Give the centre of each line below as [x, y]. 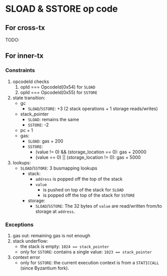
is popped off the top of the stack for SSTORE [89, 195]
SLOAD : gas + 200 [45, 141]
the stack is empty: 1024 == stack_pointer [64, 246]
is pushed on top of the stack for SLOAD [83, 189]
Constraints [20, 70]
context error [26, 257]
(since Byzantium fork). [45, 268]
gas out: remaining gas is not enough [51, 235]
